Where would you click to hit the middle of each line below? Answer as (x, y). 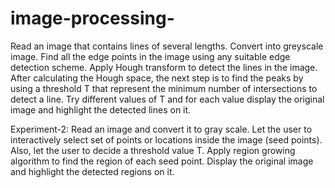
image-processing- (92, 18)
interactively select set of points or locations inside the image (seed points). (166, 139)
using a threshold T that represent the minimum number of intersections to (164, 88)
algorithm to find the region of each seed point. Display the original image (162, 161)
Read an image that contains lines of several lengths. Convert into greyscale (167, 46)
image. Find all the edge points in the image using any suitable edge (150, 56)
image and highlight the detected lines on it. (101, 109)
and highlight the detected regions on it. (92, 171)
